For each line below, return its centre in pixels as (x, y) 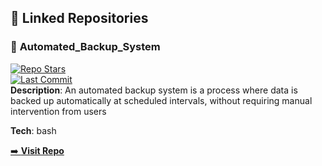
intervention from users (58, 111)
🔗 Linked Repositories (79, 18)
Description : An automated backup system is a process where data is (154, 90)
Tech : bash (33, 130)
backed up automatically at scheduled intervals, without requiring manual (161, 100)
